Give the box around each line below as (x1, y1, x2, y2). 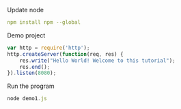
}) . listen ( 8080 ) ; (7, 69, 57, 77)
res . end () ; (19, 63, 51, 70)
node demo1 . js (7, 95, 48, 102)
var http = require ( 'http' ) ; (7, 44, 90, 51)
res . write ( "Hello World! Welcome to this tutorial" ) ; (19, 57, 176, 64)
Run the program (7, 82, 55, 91)
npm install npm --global (7, 19, 81, 26)
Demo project (7, 31, 46, 40)
